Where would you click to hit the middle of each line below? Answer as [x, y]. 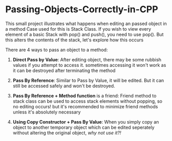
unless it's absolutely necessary [47, 112]
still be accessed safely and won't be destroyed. [64, 86]
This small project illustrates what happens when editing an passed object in [86, 24]
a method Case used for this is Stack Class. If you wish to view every [78, 29]
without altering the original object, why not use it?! [67, 133]
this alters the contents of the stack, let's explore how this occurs [74, 40]
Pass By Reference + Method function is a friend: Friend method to [84, 96]
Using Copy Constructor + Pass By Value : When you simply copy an [86, 122]
